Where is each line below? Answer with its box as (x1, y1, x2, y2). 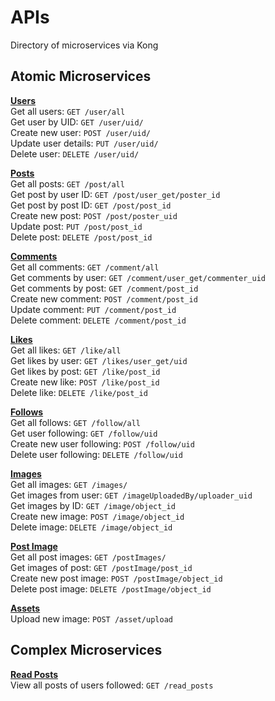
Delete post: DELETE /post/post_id (10, 231, 153, 243)
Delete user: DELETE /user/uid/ (10, 147, 140, 160)
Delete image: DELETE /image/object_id (10, 521, 173, 533)
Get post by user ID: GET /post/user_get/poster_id (10, 188, 221, 200)
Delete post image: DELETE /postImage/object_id (10, 582, 212, 595)
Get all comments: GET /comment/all (10, 261, 160, 273)
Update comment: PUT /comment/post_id (10, 303, 177, 315)
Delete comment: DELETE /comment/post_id (10, 314, 187, 326)
